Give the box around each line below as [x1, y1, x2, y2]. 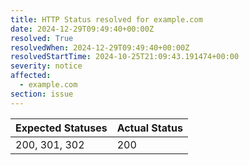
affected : [10, 71, 52, 81]
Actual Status [116, 121, 183, 135]
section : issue [10, 89, 74, 99]
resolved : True [10, 33, 74, 43]
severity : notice [10, 61, 83, 71]
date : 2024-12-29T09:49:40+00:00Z [10, 24, 155, 34]
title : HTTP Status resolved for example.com [10, 14, 203, 25]
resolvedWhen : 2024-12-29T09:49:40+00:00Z [10, 42, 190, 53]
